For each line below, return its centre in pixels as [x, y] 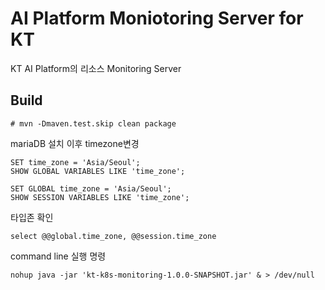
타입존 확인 [32, 217]
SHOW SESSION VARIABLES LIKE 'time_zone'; [100, 197]
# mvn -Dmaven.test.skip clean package [93, 123]
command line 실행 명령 [58, 256]
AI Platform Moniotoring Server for [157, 18]
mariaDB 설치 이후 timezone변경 [75, 143]
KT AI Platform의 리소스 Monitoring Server [96, 68]
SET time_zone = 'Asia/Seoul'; [75, 162]
